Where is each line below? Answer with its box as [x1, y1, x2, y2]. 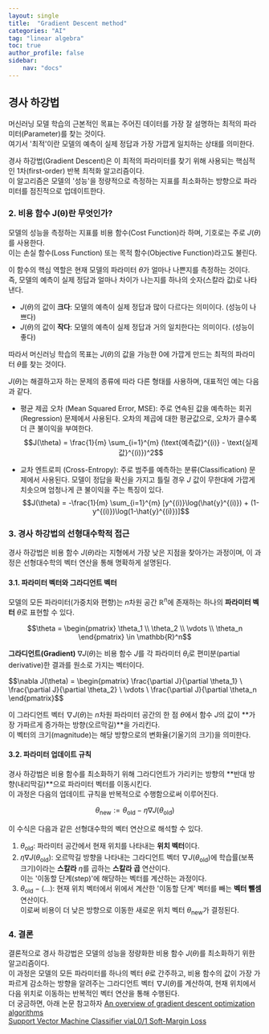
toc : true [8, 42, 42, 50]
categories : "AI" [8, 27, 67, 35]
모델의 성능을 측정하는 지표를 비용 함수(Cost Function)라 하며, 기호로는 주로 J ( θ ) [8, 227, 261, 237]
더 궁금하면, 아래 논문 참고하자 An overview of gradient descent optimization [8, 999, 255, 1008]
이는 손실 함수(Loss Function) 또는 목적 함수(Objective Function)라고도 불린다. [8, 247, 258, 257]
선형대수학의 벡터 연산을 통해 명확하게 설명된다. [22, 558, 171, 567]
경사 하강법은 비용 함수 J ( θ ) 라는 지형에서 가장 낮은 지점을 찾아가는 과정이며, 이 [8, 548, 253, 558]
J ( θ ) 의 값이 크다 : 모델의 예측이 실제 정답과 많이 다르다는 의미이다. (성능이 [19, 302, 248, 312]
